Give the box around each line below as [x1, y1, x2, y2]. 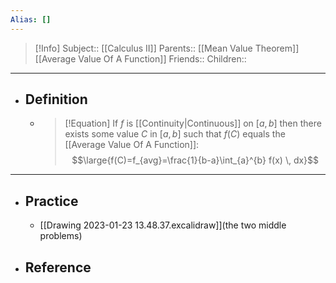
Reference [24, 259, 92, 276]
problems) [39, 230, 83, 242]
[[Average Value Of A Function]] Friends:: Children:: [34, 52, 247, 65]
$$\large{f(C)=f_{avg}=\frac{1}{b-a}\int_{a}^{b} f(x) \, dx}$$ [71, 154, 320, 166]
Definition [24, 91, 88, 108]
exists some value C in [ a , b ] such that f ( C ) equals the [64, 128, 286, 140]
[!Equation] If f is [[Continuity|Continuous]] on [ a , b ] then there [64, 117, 322, 130]
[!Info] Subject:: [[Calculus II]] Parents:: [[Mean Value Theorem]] [34, 42, 300, 54]
